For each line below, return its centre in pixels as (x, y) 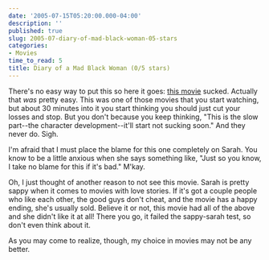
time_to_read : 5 (35, 61)
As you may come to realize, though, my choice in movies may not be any (130, 240)
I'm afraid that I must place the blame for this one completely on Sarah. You (133, 149)
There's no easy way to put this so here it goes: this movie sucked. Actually (133, 91)
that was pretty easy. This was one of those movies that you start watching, (134, 99)
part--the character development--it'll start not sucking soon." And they (127, 125)
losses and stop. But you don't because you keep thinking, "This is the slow (133, 117)
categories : (28, 46)
